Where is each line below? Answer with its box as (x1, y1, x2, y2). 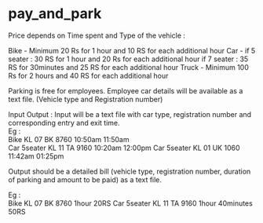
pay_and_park (8, 5, 102, 23)
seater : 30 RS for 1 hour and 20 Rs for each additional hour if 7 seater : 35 (8, 54, 249, 64)
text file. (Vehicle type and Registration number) (8, 94, 163, 104)
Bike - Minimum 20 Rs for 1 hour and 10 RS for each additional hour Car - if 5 (8, 46, 256, 55)
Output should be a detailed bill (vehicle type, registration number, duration (8, 166, 251, 176)
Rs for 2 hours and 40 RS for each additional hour (8, 71, 169, 80)
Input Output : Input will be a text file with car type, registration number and (8, 109, 252, 119)
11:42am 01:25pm (8, 151, 64, 161)
